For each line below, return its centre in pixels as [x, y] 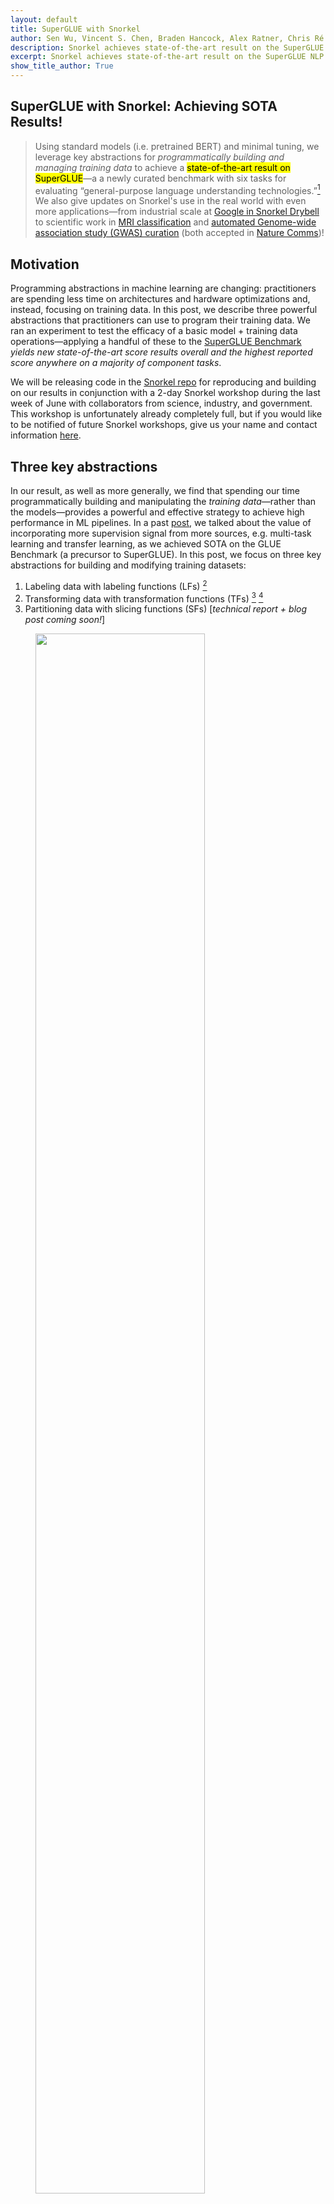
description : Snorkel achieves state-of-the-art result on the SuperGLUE [167, 47]
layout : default [44, 19]
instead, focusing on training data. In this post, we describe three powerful [164, 310]
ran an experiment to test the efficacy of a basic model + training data [154, 331]
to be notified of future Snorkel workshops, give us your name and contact [164, 425]
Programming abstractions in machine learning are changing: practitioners [163, 288]
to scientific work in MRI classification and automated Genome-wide [175, 222]
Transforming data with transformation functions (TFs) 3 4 [144, 598]
